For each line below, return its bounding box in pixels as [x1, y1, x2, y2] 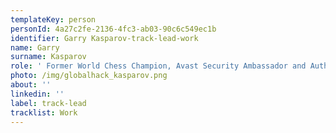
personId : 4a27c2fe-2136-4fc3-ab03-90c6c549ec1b [10, 24, 217, 34]
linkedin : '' [10, 89, 65, 99]
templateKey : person [10, 14, 97, 25]
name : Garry [10, 42, 60, 53]
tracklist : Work [10, 107, 78, 118]
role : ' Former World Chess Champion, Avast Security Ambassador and [10, 61, 307, 71]
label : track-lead [10, 98, 87, 108]
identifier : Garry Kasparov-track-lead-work [10, 33, 199, 43]
